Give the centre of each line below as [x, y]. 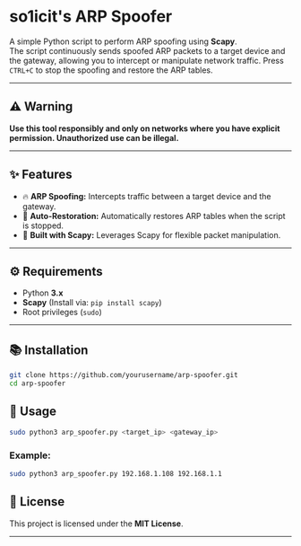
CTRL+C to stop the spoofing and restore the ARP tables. [111, 70]
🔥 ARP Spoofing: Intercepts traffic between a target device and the [146, 196]
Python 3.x [43, 293]
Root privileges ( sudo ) [62, 313]
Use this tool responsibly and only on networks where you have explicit [145, 128]
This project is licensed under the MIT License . [96, 524]
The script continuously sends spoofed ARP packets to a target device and [147, 50]
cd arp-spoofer [38, 383]
